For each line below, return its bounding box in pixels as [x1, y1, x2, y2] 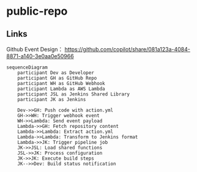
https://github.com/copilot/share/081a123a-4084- [64, 46, 191, 53]
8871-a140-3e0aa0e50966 [6, 53, 75, 59]
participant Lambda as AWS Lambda [17, 86, 105, 92]
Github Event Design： [6, 46, 64, 53]
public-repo [6, 4, 68, 18]
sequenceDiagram [6, 64, 48, 70]
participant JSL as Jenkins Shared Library [17, 91, 130, 97]
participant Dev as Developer [17, 70, 95, 76]
